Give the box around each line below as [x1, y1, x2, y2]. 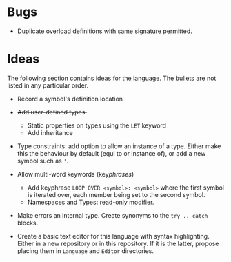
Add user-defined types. [17, 108, 88, 116]
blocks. [17, 219, 39, 227]
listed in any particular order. [7, 81, 88, 90]
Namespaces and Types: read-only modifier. [27, 198, 154, 206]
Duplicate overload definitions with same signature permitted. [17, 27, 193, 35]
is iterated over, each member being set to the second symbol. [27, 190, 205, 199]
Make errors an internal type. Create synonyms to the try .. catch [17, 211, 208, 219]
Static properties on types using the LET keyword [27, 121, 167, 130]
